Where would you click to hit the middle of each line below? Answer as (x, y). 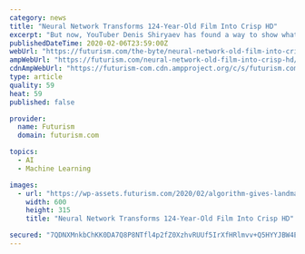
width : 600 (46, 202)
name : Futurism (46, 127)
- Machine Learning (54, 169)
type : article (36, 77)
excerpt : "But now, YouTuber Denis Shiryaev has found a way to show (144, 34)
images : (24, 185)
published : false (42, 102)
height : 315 (48, 210)
